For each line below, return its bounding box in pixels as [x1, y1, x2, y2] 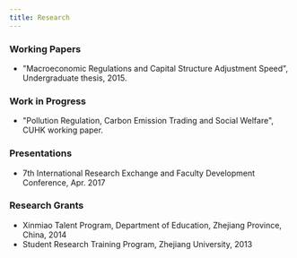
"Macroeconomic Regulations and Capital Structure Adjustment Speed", [22, 63, 289, 73]
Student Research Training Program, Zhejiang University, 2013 [22, 238, 253, 249]
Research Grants [9, 199, 84, 211]
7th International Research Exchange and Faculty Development [22, 168, 256, 178]
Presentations [9, 147, 73, 159]
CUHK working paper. [22, 125, 103, 135]
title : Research [9, 13, 70, 22]
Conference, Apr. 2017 [22, 176, 106, 188]
